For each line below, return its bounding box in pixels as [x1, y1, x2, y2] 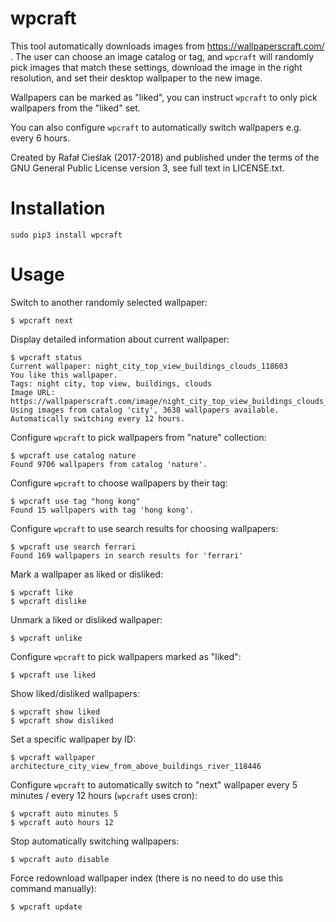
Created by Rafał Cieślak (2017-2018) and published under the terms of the [10, 151, 320, 163]
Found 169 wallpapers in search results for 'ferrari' [10, 550, 244, 561]
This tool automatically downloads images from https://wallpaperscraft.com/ [10, 40, 325, 52]
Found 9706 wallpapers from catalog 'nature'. [10, 459, 208, 469]
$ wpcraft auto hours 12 [10, 817, 114, 827]
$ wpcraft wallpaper [10, 752, 97, 762]
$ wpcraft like [10, 587, 74, 597]
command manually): [10, 882, 97, 894]
